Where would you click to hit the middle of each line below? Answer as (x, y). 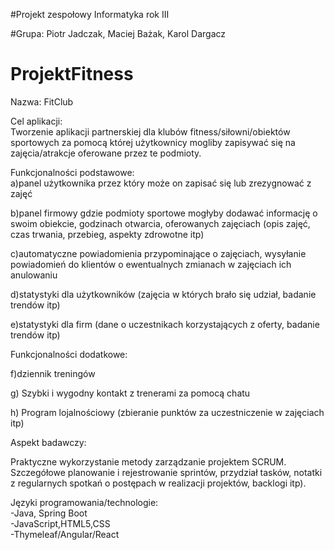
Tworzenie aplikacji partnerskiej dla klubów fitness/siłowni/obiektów (150, 131)
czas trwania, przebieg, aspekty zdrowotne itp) (107, 234)
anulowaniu (34, 275)
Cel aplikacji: (36, 121)
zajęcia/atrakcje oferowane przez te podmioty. (106, 153)
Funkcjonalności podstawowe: (72, 172)
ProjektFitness (72, 74)
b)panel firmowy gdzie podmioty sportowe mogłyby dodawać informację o (164, 213)
